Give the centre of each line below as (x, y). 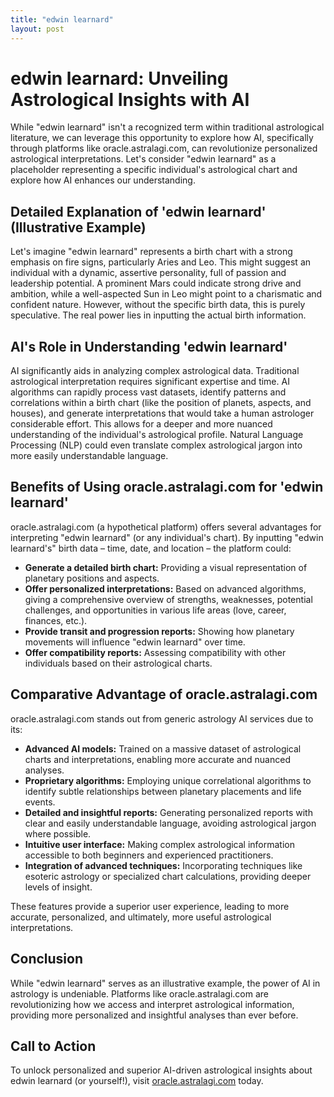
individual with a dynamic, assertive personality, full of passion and (148, 273)
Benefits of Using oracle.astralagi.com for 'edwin (167, 487)
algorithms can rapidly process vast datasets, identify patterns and (148, 392)
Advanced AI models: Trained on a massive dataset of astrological (163, 748)
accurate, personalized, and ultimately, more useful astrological (141, 917)
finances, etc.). (56, 620)
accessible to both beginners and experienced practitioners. (149, 855)
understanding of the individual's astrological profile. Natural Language (157, 435)
